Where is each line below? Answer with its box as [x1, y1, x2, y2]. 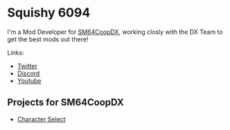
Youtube [17, 76, 42, 84]
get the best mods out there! [7, 35, 89, 43]
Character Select [17, 115, 66, 123]
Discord [17, 69, 40, 77]
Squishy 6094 [7, 5, 91, 21]
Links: [7, 48, 24, 57]
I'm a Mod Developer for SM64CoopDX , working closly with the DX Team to [7, 28, 223, 36]
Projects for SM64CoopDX [7, 97, 124, 109]
